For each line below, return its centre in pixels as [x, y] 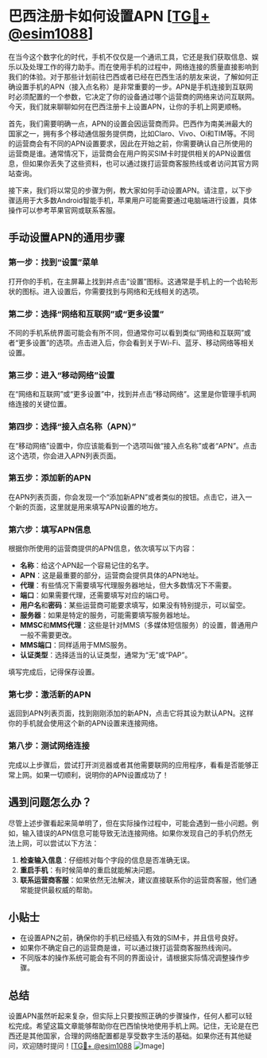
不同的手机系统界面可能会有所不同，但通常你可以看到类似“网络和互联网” [126, 332]
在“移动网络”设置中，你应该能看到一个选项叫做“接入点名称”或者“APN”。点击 [133, 445]
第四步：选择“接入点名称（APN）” [72, 427]
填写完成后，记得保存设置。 [54, 672]
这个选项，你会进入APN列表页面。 [64, 456]
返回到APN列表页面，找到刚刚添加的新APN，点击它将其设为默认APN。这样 [131, 713]
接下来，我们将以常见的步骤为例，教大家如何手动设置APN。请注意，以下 [127, 190]
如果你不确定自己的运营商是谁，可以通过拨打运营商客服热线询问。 [128, 948]
